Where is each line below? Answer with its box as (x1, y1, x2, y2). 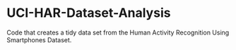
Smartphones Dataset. (6, 35, 72, 44)
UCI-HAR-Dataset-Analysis (6, 5, 171, 21)
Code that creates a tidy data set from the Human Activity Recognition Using (6, 28, 230, 37)
